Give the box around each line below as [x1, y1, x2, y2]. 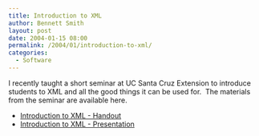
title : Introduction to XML [8, 11, 103, 20]
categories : [8, 49, 48, 57]
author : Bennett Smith [8, 19, 84, 27]
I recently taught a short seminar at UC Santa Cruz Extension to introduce [8, 78, 251, 88]
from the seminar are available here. [8, 95, 128, 105]
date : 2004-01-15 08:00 [8, 34, 88, 42]
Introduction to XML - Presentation [19, 119, 135, 129]
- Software [15, 57, 52, 65]
